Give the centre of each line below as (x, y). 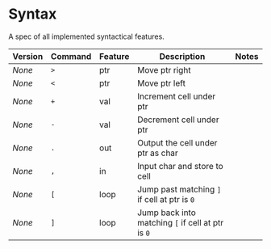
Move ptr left (161, 83)
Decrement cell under (178, 120)
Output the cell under (177, 142)
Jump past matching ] (179, 189)
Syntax (33, 14)
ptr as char (158, 153)
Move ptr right (164, 70)
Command (71, 56)
